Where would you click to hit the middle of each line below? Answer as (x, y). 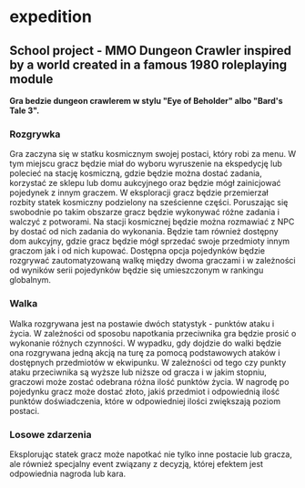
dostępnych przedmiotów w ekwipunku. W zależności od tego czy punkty (148, 362)
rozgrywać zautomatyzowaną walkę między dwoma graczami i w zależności (152, 261)
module (31, 79)
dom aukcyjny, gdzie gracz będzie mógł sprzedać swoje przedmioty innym (150, 241)
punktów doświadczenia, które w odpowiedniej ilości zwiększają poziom (145, 401)
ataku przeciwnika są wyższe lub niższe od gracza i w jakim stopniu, (138, 372)
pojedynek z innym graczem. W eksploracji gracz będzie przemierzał (139, 192)
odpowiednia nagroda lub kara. (68, 473)
